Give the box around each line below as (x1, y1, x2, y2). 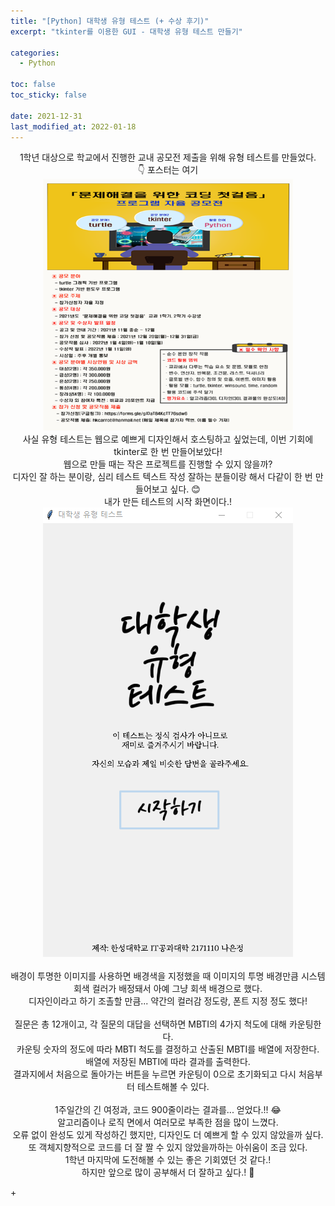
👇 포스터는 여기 (137, 164, 199, 176)
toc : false (10, 80, 56, 90)
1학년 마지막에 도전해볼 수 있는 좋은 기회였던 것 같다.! (64, 1154, 272, 1166)
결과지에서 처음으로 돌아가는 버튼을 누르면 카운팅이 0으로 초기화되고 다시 (13, 1068, 297, 1080)
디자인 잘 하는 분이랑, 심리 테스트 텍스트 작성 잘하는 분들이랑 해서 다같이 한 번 (12, 471, 313, 483)
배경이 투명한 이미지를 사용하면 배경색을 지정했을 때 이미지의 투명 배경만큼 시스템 (10, 970, 326, 982)
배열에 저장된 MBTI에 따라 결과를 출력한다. (85, 1056, 251, 1068)
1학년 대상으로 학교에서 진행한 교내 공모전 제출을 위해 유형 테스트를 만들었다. (19, 151, 317, 164)
